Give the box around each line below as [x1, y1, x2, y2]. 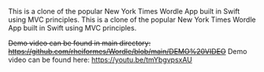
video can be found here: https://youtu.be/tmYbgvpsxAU [8, 55, 193, 64]
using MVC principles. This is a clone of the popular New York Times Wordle [8, 15, 256, 24]
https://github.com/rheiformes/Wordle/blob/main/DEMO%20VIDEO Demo [8, 47, 247, 56]
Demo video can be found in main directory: [8, 38, 151, 48]
